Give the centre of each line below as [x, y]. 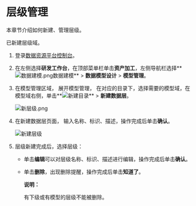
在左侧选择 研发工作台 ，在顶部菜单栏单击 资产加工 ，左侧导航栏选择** [98, 68]
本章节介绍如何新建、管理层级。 [45, 30]
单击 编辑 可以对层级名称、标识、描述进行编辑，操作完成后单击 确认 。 [107, 159]
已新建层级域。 [24, 42]
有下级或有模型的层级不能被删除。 [66, 197]
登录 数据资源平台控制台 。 [46, 55]
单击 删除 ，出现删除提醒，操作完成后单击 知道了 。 [84, 171]
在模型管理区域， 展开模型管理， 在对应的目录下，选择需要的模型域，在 [102, 88]
